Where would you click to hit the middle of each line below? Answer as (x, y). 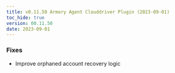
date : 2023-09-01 (28, 29)
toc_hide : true (26, 18)
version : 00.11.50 (29, 23)
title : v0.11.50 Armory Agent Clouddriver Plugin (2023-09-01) (88, 12)
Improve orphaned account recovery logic (68, 63)
